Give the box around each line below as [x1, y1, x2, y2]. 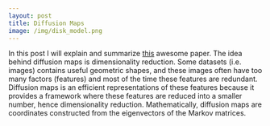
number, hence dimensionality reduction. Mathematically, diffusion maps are [8, 100, 263, 109]
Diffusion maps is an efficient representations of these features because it [8, 83, 255, 92]
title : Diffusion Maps [8, 19, 85, 27]
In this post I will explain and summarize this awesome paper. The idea [8, 49, 243, 59]
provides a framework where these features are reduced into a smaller [8, 91, 243, 101]
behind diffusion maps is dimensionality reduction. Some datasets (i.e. [8, 57, 242, 67]
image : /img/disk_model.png [8, 26, 103, 35]
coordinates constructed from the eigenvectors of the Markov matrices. [8, 108, 247, 118]
